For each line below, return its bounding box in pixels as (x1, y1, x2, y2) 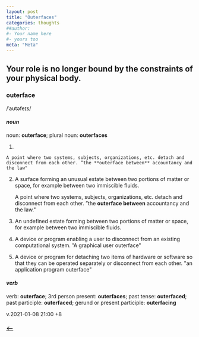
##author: (6, 25, 31, 32)
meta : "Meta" (6, 42, 39, 48)
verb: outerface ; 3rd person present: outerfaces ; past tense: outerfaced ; (6, 292, 187, 299)
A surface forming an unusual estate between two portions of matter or (14, 175, 189, 182)
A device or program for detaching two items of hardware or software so (14, 253, 193, 260)
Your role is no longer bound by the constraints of (6, 64, 193, 74)
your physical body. (6, 73, 81, 83)
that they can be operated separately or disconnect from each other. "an (14, 260, 193, 267)
